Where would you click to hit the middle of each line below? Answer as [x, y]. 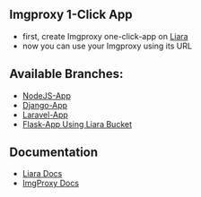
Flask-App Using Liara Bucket [77, 124]
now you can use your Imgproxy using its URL [107, 46]
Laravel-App [45, 115]
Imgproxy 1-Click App [71, 15]
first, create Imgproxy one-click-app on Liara [105, 36]
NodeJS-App [47, 95]
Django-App [45, 105]
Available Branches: [66, 74]
